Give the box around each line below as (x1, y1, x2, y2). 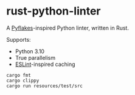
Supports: (6, 36, 32, 43)
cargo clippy (6, 77, 40, 84)
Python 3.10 (15, 47, 44, 55)
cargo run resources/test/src (6, 83, 83, 89)
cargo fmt (6, 72, 32, 78)
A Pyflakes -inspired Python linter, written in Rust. (6, 24, 130, 31)
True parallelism (15, 54, 56, 61)
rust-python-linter (6, 4, 102, 18)
